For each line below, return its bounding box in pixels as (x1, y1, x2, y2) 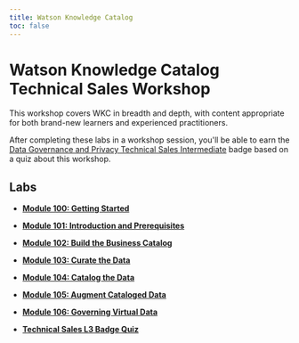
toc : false (9, 21, 50, 30)
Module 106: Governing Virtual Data (21, 306, 158, 317)
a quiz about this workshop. (9, 153, 111, 165)
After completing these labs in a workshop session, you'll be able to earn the (9, 135, 290, 145)
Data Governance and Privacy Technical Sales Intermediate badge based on (9, 144, 289, 155)
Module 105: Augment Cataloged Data (21, 290, 166, 300)
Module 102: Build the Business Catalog (21, 238, 173, 249)
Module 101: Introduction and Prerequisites (21, 220, 185, 232)
